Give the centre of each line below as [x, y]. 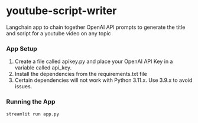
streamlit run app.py [33, 114]
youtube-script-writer [61, 11]
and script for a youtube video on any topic [59, 33]
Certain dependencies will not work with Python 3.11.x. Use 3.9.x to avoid [103, 80]
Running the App [31, 102]
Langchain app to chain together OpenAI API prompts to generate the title [96, 27]
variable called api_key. [43, 68]
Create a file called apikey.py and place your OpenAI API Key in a [94, 61]
